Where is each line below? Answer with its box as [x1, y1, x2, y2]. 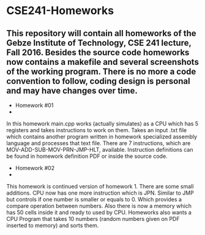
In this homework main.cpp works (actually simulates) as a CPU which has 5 [6, 120, 199, 127]
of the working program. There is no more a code [6, 66, 196, 76]
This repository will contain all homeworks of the [6, 28, 197, 39]
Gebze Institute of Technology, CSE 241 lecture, [6, 37, 192, 48]
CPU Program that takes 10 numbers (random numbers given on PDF [6, 215, 180, 222]
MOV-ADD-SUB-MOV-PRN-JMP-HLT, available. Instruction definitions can [6, 146, 193, 153]
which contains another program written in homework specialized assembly [6, 133, 198, 140]
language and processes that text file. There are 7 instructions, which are [6, 140, 191, 147]
